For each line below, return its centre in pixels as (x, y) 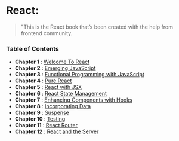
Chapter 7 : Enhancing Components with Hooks (73, 100)
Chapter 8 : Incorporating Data (53, 106)
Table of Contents (33, 48)
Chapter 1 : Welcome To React (52, 62)
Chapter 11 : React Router (46, 125)
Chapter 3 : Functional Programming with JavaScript (79, 75)
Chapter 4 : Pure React (43, 81)
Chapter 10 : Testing (40, 119)
